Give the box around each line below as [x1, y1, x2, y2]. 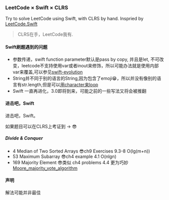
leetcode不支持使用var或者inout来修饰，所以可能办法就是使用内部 [21, 62, 159, 68]
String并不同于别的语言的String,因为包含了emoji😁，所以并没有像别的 [12, 75, 157, 81]
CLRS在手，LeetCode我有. [17, 31, 73, 37]
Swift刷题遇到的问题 [5, 44, 48, 50]
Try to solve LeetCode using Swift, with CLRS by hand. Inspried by [5, 16, 144, 22]
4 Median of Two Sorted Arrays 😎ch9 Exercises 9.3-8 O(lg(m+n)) [12, 148, 150, 154]
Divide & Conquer [5, 135, 43, 141]
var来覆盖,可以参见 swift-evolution [12, 69, 83, 75]
